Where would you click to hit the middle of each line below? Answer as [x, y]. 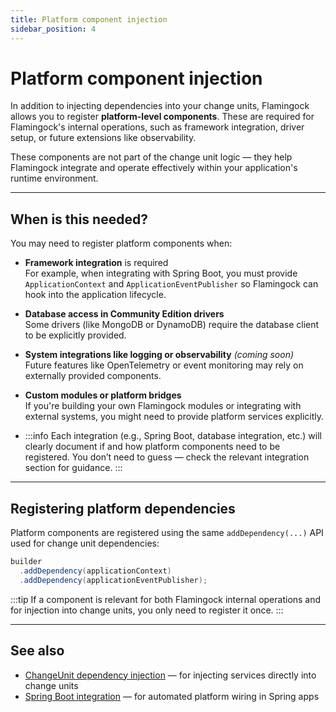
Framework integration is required [96, 263]
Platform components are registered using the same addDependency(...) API [167, 533]
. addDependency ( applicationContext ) [95, 571]
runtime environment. [54, 178]
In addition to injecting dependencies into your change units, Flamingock [160, 106]
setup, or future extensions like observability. [103, 138]
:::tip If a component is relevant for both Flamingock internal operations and [166, 599]
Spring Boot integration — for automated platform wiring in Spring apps [172, 696]
